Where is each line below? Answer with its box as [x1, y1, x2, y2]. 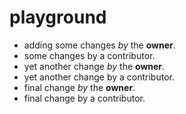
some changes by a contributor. [23, 49, 156, 61]
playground [9, 6, 107, 29]
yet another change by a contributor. [23, 71, 175, 83]
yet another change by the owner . [23, 60, 166, 72]
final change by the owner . [23, 81, 136, 93]
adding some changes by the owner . [23, 39, 176, 51]
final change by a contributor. [23, 92, 146, 104]
